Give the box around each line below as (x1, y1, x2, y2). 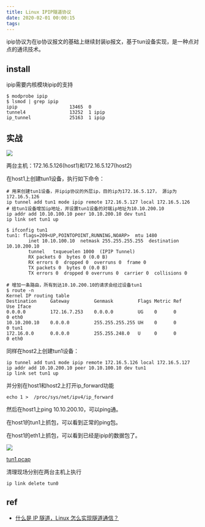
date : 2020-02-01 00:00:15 (6, 15, 75, 21)
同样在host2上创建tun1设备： (6, 348, 80, 354)
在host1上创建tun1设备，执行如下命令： (6, 175, 105, 182)
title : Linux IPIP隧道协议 (6, 9, 72, 15)
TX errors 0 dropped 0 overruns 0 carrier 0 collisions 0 (28, 270, 188, 276)
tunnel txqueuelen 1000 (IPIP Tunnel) (28, 249, 136, 255)
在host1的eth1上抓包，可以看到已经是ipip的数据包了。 (6, 432, 141, 439)
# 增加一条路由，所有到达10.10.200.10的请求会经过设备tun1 (6, 282, 143, 288)
